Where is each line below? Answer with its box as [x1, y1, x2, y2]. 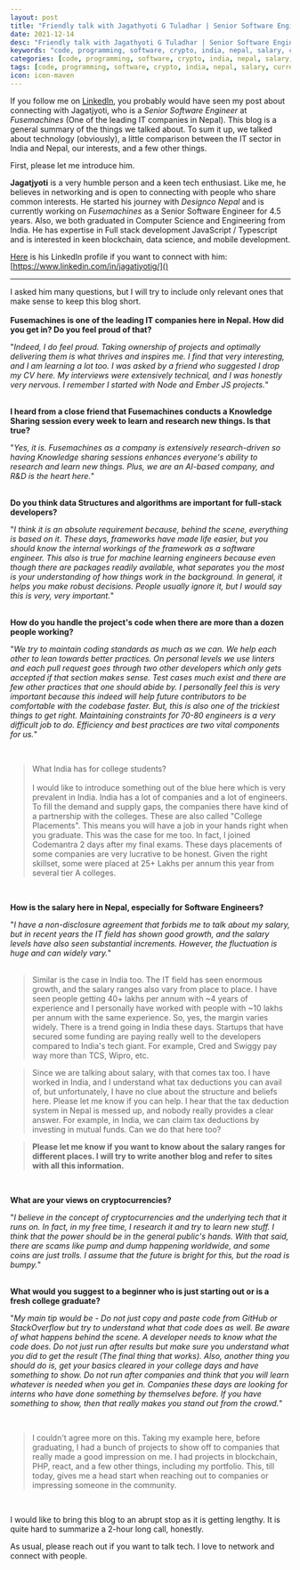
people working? [10, 626, 74, 637]
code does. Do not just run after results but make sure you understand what [10, 1341, 289, 1352]
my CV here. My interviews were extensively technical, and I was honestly [10, 370, 283, 380]
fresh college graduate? [10, 1295, 101, 1306]
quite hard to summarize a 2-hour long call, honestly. [10, 1524, 204, 1534]
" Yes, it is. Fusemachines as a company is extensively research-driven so [10, 442, 281, 452]
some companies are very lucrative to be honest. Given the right [31, 848, 268, 859]
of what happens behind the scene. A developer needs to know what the [10, 1331, 278, 1342]
